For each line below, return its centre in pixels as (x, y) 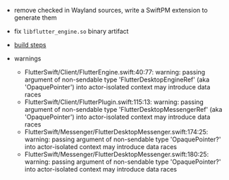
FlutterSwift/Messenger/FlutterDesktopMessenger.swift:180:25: (117, 154)
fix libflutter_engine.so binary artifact (71, 31)
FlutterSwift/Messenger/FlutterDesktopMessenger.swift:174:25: (116, 132)
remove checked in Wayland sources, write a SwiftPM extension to (111, 10)
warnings (27, 58)
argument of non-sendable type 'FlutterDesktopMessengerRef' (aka (123, 109)
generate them (35, 18)
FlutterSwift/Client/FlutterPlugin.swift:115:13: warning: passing (114, 102)
